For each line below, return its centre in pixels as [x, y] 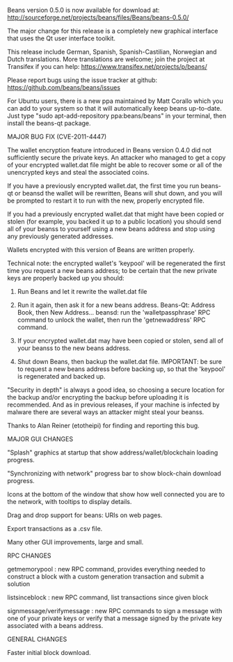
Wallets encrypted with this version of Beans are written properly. [101, 250]
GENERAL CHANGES [37, 639]
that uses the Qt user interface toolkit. [62, 38]
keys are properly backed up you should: [66, 278]
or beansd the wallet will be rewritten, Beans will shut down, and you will [119, 193]
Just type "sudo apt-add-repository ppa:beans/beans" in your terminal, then [117, 116]
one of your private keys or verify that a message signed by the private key [115, 618]
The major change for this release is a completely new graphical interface [113, 31]
